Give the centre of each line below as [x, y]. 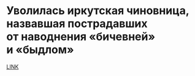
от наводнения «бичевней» [81, 37]
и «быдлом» [40, 50]
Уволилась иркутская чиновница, [98, 11]
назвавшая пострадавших [77, 24]
